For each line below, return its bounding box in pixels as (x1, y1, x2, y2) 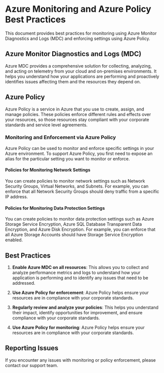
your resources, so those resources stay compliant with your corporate (5, 116, 149, 122)
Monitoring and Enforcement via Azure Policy (5, 134, 116, 141)
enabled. (5, 237, 23, 243)
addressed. (12, 280, 35, 286)
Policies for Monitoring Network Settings (5, 167, 91, 173)
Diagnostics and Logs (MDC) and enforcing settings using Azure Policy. (5, 36, 150, 41)
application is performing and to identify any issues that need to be (12, 275, 149, 281)
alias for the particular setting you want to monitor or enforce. (5, 155, 130, 161)
